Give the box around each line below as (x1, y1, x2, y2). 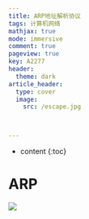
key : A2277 (8, 58, 45, 66)
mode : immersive (8, 34, 63, 43)
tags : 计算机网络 (8, 20, 61, 28)
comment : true (8, 42, 57, 50)
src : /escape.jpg (23, 103, 82, 111)
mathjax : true (8, 27, 57, 35)
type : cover (15, 87, 57, 96)
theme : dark (15, 72, 57, 81)
